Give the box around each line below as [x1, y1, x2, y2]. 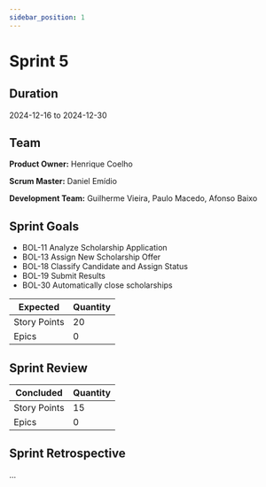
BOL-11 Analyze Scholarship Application [21, 243, 168, 253]
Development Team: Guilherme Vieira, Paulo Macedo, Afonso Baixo [9, 193, 258, 204]
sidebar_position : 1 [9, 12, 86, 22]
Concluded [15, 387, 64, 399]
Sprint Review [9, 360, 89, 375]
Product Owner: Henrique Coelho [9, 158, 133, 169]
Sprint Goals [9, 219, 80, 234]
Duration [9, 86, 59, 102]
